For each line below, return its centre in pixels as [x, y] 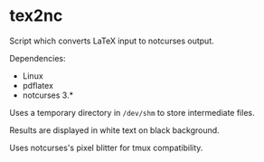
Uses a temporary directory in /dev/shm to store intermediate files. [132, 112]
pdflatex [38, 85]
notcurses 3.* [48, 95]
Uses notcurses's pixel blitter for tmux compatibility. [106, 148]
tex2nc [36, 16]
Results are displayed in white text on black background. [114, 130]
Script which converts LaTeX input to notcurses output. [112, 41]
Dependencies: [38, 58]
